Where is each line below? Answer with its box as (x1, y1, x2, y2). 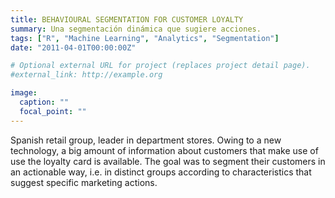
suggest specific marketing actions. (10, 176, 158, 188)
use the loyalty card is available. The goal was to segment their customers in (10, 155, 326, 167)
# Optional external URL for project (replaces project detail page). (10, 61, 311, 71)
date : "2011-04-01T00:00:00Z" (10, 42, 137, 53)
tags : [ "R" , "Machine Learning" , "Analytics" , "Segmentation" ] (10, 33, 280, 43)
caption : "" (19, 97, 70, 107)
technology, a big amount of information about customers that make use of (10, 144, 319, 156)
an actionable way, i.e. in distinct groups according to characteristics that (10, 166, 312, 178)
